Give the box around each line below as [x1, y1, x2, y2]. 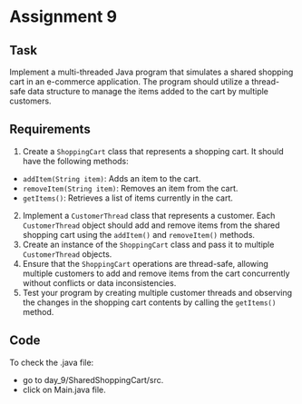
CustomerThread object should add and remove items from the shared [22, 220, 280, 231]
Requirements [9, 122, 91, 137]
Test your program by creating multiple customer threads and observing [22, 287, 293, 298]
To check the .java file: [9, 357, 94, 368]
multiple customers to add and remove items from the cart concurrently [22, 268, 290, 279]
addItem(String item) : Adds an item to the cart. [22, 172, 201, 183]
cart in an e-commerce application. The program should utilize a [9, 76, 249, 87]
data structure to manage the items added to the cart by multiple [27, 86, 269, 96]
